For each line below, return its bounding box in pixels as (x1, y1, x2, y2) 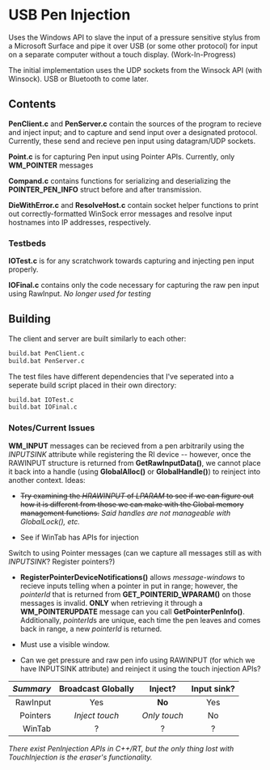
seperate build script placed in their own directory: (8, 380, 177, 390)
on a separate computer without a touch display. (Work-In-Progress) (8, 49, 236, 59)
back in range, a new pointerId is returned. (19, 624, 162, 633)
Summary (12, 683, 52, 694)
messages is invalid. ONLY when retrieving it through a (19, 598, 204, 607)
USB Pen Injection (8, 6, 131, 24)
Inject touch (74, 709, 120, 721)
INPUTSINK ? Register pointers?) (8, 556, 116, 566)
